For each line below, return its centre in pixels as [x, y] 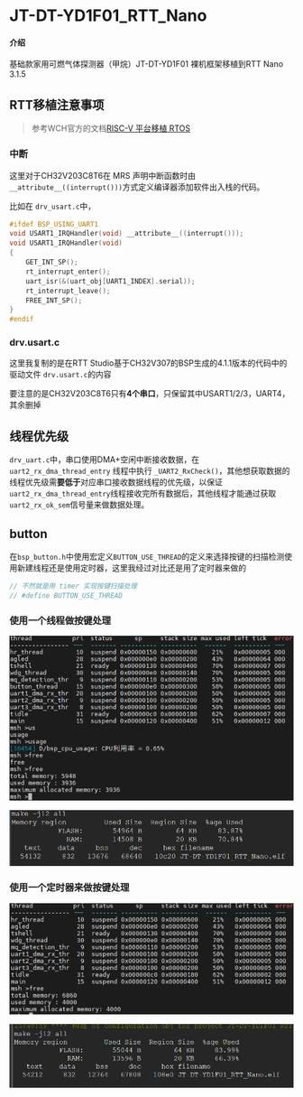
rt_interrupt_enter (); [68, 272]
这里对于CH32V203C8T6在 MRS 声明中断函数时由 [103, 175]
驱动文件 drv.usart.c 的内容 [60, 375]
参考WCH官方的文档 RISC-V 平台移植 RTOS [111, 128]
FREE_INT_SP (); [54, 300]
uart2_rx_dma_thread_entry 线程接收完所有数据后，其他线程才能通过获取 [143, 494]
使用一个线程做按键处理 [60, 620]
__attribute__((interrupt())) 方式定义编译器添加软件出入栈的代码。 [137, 187]
